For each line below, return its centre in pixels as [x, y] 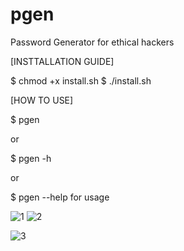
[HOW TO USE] [42, 100]
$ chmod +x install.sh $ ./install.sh [81, 80]
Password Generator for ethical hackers [92, 42]
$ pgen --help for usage [60, 197]
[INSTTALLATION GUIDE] [62, 61]
